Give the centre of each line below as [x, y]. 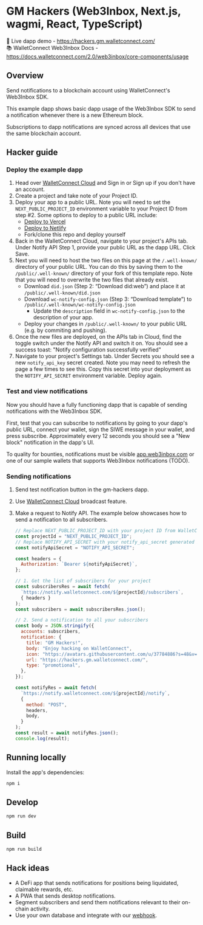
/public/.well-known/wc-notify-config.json [80, 305]
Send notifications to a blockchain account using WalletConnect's [88, 90]
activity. [40, 909]
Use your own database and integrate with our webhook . [86, 915]
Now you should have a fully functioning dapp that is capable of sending [97, 404]
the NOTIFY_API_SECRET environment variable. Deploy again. [88, 376]
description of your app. [63, 317]
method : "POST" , [47, 705]
